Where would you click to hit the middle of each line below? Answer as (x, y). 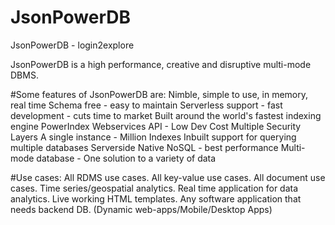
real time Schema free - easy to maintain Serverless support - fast (146, 105)
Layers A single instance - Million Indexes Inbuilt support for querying (153, 137)
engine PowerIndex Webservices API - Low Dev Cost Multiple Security (156, 126)
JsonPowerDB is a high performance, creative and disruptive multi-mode (161, 64)
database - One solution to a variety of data (126, 158)
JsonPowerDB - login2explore (72, 45)
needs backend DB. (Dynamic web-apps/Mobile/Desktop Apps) (141, 209)
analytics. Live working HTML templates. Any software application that (156, 198)
